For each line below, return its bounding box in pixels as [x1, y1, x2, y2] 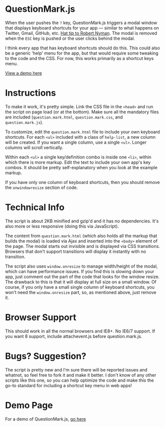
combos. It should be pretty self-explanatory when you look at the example [5, 164, 158, 170]
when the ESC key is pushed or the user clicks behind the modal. [5, 35, 135, 41]
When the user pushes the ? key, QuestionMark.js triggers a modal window [5, 20, 158, 26]
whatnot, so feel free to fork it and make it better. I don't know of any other [5, 372, 157, 378]
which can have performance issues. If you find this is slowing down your [5, 268, 154, 274]
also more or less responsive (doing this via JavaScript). [5, 223, 119, 229]
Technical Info [5, 202, 65, 213]
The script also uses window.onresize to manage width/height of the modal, [5, 263, 158, 269]
